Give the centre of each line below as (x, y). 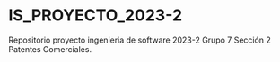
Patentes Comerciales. (50, 49)
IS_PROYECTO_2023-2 (96, 15)
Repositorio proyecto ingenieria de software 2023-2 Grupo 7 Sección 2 (140, 40)
